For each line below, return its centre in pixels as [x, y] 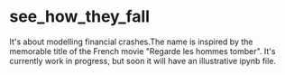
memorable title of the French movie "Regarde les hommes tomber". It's [142, 51]
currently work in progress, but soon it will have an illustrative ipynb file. [143, 61]
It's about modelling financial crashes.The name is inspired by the [131, 42]
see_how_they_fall [80, 17]
